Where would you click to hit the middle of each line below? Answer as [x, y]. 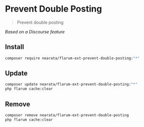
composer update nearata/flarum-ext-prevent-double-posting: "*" [71, 84]
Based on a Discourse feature [35, 32]
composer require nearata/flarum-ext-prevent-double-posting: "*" [72, 58]
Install [15, 47]
